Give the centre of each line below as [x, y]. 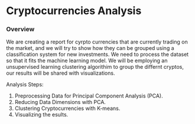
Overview [20, 29]
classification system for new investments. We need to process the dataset [97, 55]
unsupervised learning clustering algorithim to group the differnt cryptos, [95, 67]
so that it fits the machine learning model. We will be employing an [87, 61]
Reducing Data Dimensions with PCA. [60, 102]
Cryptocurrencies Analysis [74, 11]
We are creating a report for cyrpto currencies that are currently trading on [97, 42]
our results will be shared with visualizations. [61, 73]
